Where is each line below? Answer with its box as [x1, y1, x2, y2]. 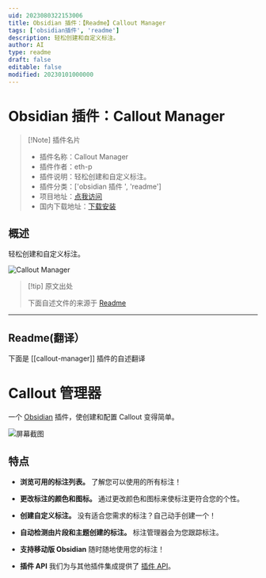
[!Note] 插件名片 [27, 135, 81, 144]
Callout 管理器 [8, 385, 101, 403]
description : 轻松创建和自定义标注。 [8, 33, 120, 42]
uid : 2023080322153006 [8, 11, 83, 20]
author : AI [8, 41, 44, 49]
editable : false [8, 63, 62, 71]
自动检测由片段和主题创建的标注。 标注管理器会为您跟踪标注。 [19, 527, 223, 537]
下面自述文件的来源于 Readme [27, 298, 127, 308]
